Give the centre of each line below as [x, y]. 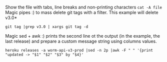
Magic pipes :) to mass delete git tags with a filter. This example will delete [82, 12]
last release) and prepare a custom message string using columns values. [81, 41]
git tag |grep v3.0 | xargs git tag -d [47, 27]
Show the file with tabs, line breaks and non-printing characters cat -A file [84, 7]
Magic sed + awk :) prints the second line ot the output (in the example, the [82, 36]
